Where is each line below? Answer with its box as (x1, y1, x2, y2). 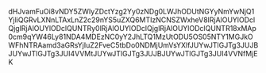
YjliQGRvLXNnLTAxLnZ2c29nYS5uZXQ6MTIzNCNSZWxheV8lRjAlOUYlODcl (8, 15, 256, 25)
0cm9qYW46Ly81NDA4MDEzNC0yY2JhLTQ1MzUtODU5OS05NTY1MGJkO (8, 32, 254, 41)
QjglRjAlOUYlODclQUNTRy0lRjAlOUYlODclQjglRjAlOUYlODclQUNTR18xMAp (8, 24, 256, 33)
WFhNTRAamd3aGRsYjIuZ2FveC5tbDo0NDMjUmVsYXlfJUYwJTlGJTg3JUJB (8, 40, 259, 50)
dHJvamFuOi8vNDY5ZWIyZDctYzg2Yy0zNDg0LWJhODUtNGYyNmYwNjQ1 (8, 7, 255, 16)
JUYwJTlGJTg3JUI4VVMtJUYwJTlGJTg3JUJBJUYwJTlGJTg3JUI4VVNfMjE (8, 49, 258, 58)
